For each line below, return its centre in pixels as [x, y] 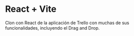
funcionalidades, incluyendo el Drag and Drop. [52, 28]
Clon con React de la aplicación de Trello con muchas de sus [67, 23]
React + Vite [31, 9]
